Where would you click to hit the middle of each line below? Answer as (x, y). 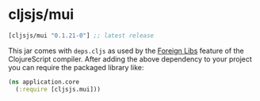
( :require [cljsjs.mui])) (58, 89)
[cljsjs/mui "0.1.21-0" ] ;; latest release (81, 36)
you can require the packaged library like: (76, 67)
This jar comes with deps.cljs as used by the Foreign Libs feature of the (126, 50)
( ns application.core (44, 82)
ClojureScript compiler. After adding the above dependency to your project (130, 59)
